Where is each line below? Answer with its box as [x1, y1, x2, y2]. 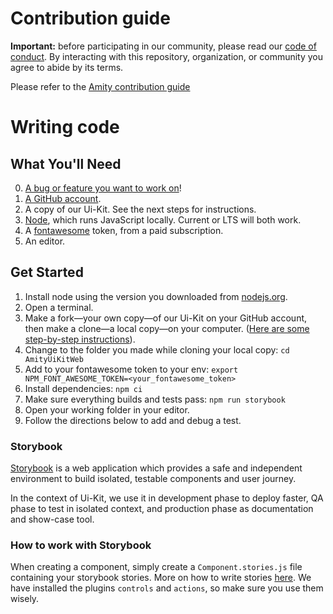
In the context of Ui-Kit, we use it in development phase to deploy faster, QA [10, 492, 324, 504]
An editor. [24, 235, 66, 247]
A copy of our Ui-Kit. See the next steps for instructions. [24, 203, 257, 215]
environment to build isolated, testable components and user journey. [10, 473, 297, 485]
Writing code [10, 116, 120, 139]
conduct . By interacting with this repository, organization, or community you [10, 50, 324, 62]
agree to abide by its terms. [10, 61, 124, 73]
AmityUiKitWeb [24, 354, 84, 364]
